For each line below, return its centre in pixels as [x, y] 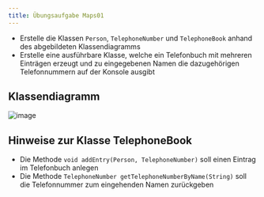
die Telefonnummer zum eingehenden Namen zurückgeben [117, 185]
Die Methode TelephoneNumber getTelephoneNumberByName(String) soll [133, 176]
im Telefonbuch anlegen [59, 168]
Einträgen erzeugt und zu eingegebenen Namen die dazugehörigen [129, 63]
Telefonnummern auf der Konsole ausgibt [87, 71]
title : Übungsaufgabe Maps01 [56, 15]
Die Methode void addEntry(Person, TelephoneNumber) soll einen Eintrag [138, 160]
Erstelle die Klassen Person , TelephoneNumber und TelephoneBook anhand [136, 38]
